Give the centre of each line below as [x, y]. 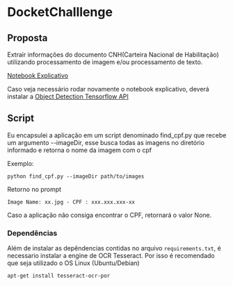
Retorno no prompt [34, 189]
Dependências [32, 233]
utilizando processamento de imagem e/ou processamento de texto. [105, 62]
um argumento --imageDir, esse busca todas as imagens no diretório [106, 142]
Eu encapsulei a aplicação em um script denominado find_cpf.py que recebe [117, 135]
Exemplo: [21, 163]
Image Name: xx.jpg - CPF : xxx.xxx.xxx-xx [71, 202]
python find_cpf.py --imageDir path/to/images [76, 176]
